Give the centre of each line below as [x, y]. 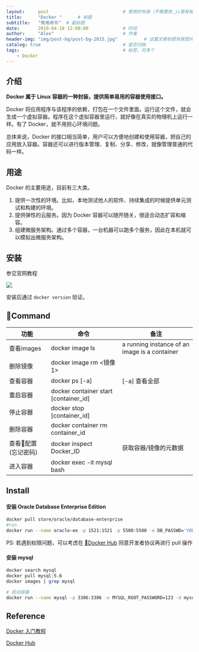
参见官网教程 [22, 273]
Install [18, 491]
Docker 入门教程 [26, 631]
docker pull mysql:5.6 [34, 576]
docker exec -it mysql [81, 462]
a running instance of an [156, 344]
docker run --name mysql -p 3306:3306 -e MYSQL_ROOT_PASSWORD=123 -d [94, 597]
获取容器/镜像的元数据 [153, 448]
